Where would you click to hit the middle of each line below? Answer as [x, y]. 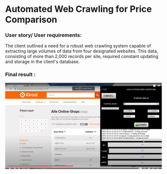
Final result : [20, 74]
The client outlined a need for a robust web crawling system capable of [78, 46]
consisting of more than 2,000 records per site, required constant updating [82, 57]
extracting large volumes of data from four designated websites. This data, [82, 51]
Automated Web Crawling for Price [79, 9]
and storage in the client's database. [42, 62]
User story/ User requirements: [43, 35]
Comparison [31, 20]
